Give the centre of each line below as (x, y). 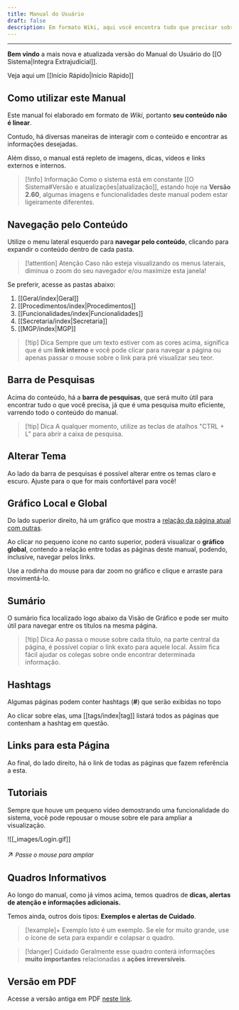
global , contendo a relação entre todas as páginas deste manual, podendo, (117, 549)
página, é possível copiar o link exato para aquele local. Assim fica (122, 647)
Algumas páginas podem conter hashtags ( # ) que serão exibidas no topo (115, 702)
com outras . (25, 528)
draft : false (27, 21)
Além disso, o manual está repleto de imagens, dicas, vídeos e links (106, 158)
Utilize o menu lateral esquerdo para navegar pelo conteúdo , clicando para (118, 242)
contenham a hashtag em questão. (58, 723)
